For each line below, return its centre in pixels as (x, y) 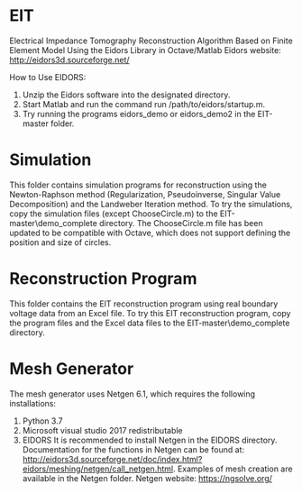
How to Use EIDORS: (48, 77)
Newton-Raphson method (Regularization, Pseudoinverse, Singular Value (145, 194)
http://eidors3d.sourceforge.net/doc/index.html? (112, 459)
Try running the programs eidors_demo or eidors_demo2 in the (139, 114)
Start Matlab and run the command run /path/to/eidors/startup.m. (144, 104)
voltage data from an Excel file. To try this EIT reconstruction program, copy (150, 313)
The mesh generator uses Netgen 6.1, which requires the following (132, 394)
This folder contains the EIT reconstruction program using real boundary (144, 304)
